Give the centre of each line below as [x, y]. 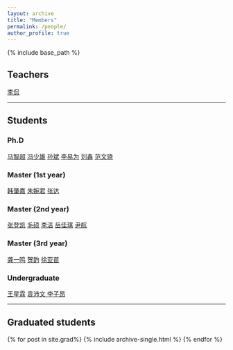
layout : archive [31, 14]
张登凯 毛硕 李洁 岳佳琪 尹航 [47, 225]
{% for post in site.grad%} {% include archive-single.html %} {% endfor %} [115, 339]
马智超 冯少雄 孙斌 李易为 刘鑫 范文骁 [60, 156]
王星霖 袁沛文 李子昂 [36, 294]
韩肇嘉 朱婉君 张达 [33, 191]
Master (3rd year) [37, 243]
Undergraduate [34, 278]
